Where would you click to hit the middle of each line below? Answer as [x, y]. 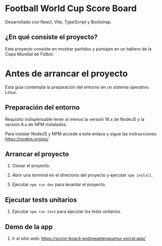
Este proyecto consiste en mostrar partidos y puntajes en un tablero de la [78, 49]
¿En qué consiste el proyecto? [51, 37]
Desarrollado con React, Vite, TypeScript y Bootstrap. [58, 22]
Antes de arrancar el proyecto [66, 74]
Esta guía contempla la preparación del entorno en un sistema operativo [77, 87]
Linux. [11, 92]
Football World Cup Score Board [71, 8]
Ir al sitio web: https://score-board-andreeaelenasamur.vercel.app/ [79, 238]
